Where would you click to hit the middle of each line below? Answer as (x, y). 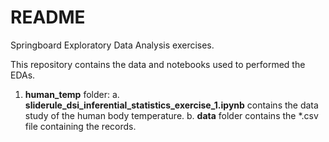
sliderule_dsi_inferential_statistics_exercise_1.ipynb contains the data (171, 105)
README (48, 17)
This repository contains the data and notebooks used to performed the (158, 64)
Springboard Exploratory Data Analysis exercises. (112, 45)
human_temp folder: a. (72, 94)
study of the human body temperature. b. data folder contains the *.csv (171, 115)
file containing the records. (80, 126)
